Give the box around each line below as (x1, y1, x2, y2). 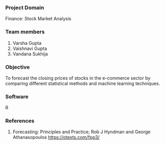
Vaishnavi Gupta (12, 45, 47, 51)
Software (5, 93, 29, 100)
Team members (5, 28, 45, 36)
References (5, 118, 35, 125)
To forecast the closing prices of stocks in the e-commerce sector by (5, 75, 151, 81)
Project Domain (5, 4, 44, 11)
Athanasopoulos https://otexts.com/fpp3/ (12, 134, 100, 140)
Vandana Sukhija (12, 50, 48, 57)
